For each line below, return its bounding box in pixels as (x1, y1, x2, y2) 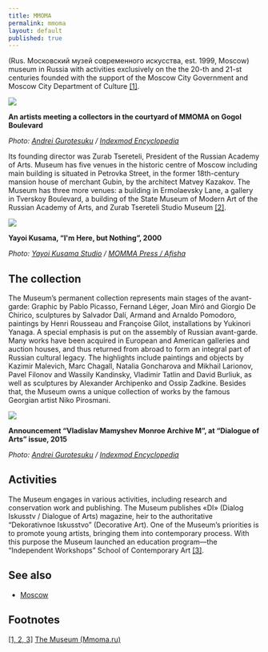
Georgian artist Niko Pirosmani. (8, 396, 110, 405)
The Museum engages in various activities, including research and (8, 494, 227, 504)
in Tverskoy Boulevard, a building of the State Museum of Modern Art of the (8, 194, 258, 204)
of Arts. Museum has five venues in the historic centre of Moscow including (8, 160, 258, 170)
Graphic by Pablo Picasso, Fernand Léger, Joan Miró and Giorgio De (31, 302, 256, 312)
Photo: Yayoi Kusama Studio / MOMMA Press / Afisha (8, 249, 186, 259)
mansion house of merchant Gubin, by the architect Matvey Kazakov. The (8, 177, 250, 187)
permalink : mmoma (8, 19, 66, 27)
